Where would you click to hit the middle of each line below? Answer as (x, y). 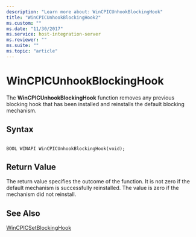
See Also (23, 213)
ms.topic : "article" (32, 51)
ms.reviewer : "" (27, 40)
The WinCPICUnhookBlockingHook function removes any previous (90, 98)
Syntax (20, 129)
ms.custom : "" (24, 23)
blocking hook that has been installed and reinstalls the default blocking (96, 104)
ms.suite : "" (23, 46)
